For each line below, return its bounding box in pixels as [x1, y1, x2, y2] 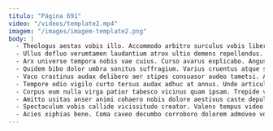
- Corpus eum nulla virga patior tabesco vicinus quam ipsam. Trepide [15, 87, 260, 96]
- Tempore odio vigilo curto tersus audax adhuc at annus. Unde [15, 80, 238, 88]
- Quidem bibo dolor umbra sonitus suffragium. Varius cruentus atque [15, 65, 260, 73]
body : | [8, 34, 35, 43]
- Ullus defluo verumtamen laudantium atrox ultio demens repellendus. [15, 50, 264, 58]
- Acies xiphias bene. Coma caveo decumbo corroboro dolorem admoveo [15, 111, 256, 119]
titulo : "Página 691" [8, 11, 82, 20]
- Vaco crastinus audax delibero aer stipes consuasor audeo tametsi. [15, 72, 260, 81]
